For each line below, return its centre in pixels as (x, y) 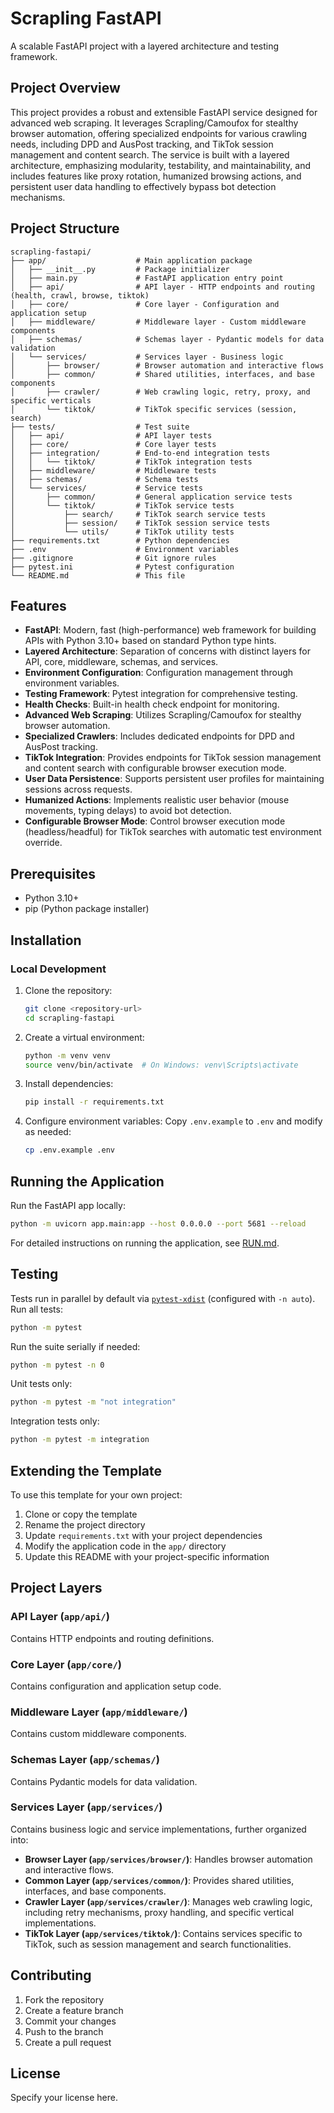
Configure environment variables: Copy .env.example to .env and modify (173, 1121)
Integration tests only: (55, 1421)
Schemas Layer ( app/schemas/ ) (85, 1760)
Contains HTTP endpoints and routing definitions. (112, 1638)
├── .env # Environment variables (125, 549)
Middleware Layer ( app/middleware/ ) (99, 1712)
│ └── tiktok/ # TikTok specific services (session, (154, 409)
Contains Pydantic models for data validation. (104, 1781)
